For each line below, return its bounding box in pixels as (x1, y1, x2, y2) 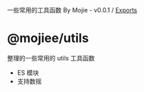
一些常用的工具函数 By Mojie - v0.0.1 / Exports (7, 6, 138, 14)
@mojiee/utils (7, 30, 90, 46)
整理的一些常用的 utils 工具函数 (7, 54, 95, 62)
